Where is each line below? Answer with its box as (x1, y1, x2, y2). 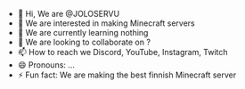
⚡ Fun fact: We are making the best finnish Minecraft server (17, 69, 237, 80)
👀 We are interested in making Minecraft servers (17, 18, 195, 28)
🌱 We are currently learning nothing (17, 28, 149, 37)
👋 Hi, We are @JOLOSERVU (17, 9, 120, 19)
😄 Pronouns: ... (17, 60, 76, 70)
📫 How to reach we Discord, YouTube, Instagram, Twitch (17, 47, 229, 57)
